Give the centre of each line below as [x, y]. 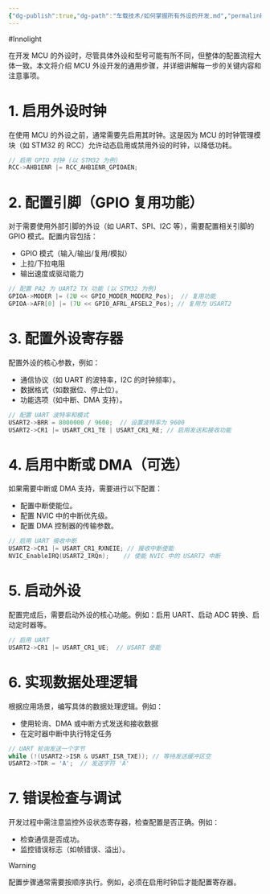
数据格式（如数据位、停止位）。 [71, 389]
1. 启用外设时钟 [57, 111]
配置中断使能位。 [48, 506]
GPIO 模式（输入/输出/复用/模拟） [76, 254]
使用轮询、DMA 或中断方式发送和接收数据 [89, 723]
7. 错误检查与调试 [65, 799]
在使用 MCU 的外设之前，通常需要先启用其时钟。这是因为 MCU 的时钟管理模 [135, 135]
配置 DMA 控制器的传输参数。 [69, 526]
